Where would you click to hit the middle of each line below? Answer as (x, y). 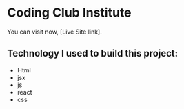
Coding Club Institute (70, 13)
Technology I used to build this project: (93, 53)
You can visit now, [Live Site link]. (54, 32)
